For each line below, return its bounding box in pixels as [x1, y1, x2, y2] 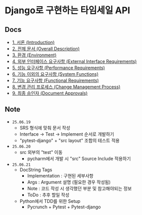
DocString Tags [19, 166, 53, 173]
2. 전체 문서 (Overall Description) [12, 46, 80, 51]
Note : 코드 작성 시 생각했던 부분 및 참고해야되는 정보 [27, 185, 132, 191]
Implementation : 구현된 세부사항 [27, 172, 94, 178]
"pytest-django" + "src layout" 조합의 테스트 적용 [19, 137, 120, 143]
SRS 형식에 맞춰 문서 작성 [19, 125, 70, 131]
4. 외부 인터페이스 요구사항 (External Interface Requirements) [12, 58, 137, 64]
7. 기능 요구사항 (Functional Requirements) [12, 77, 99, 83]
